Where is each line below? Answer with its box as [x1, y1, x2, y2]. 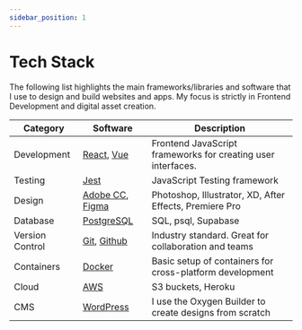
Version [13, 229, 47, 241]
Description [194, 122, 245, 135]
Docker [82, 260, 114, 273]
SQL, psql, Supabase [151, 214, 240, 227]
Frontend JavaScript [151, 136, 238, 149]
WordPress [82, 300, 129, 313]
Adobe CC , [82, 188, 129, 201]
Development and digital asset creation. [9, 100, 156, 111]
